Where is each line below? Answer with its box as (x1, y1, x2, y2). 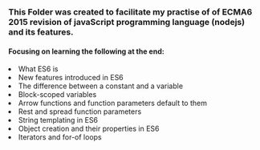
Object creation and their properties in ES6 (18, 124, 160, 134)
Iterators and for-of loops (18, 132, 102, 142)
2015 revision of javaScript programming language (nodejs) (8, 16, 246, 27)
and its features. (8, 26, 74, 38)
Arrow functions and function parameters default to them (18, 99, 207, 108)
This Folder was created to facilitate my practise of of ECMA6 (8, 6, 253, 18)
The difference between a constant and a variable (18, 81, 183, 91)
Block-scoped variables (18, 90, 97, 99)
